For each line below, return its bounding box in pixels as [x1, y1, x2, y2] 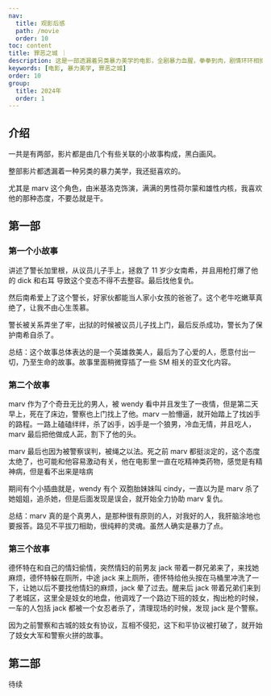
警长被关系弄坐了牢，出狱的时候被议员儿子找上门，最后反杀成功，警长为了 [8, 319, 256, 329]
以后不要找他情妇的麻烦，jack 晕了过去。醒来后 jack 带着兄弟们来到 [35, 583, 261, 593]
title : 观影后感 [15, 19, 66, 27]
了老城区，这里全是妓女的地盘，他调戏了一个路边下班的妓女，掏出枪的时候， [8, 594, 263, 603]
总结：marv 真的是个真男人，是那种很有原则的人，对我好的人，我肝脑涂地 [8, 511, 254, 521]
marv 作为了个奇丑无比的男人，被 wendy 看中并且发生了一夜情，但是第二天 [8, 399, 259, 409]
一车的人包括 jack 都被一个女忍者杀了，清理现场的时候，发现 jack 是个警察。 [8, 603, 263, 613]
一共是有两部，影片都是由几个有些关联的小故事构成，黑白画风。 [8, 149, 220, 159]
